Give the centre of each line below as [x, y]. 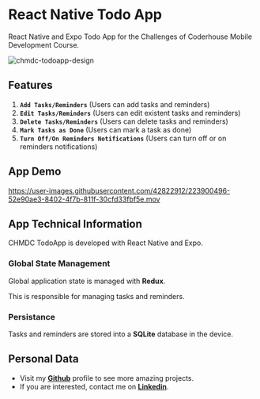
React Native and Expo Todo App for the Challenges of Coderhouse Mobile [130, 36]
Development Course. [44, 44]
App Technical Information [75, 224]
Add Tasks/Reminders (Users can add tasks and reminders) [115, 104]
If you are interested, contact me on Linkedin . [94, 386]
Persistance [32, 317]
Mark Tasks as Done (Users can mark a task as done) [106, 129]
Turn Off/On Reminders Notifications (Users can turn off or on [123, 138]
